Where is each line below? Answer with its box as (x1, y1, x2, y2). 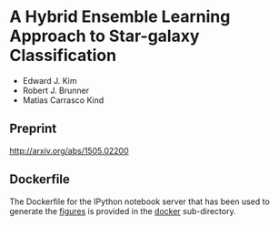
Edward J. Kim (22, 75, 77, 86)
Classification (9, 46, 116, 66)
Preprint (9, 121, 57, 137)
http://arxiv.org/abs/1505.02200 (9, 145, 129, 156)
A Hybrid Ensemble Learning (9, 6, 231, 27)
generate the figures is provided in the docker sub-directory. (9, 205, 236, 216)
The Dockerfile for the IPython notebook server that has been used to (9, 196, 270, 207)
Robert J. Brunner (22, 85, 89, 96)
